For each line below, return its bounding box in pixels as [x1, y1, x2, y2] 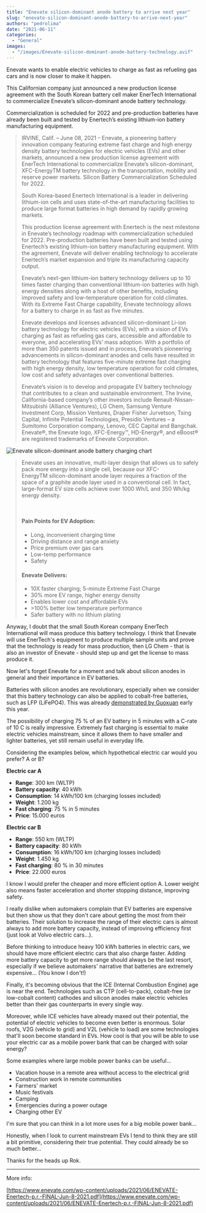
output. [21, 262, 40, 270]
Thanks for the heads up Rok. [6, 1157, 81, 1164]
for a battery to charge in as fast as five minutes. [21, 306, 144, 314]
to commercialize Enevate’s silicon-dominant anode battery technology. [6, 97, 187, 104]
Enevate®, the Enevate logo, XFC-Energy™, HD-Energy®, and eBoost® [21, 428, 199, 436]
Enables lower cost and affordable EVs [30, 598, 128, 606]
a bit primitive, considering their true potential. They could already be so [6, 1139, 189, 1146]
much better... [6, 1145, 42, 1152]
